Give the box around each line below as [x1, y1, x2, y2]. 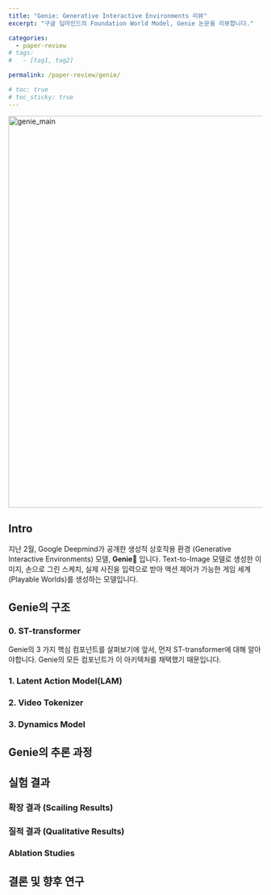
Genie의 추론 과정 [8, 746, 93, 759]
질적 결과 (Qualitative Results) [8, 826, 125, 837]
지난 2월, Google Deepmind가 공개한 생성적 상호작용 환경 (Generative [8, 544, 232, 554]
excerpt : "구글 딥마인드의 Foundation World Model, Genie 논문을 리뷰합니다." [8, 19, 254, 27]
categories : [8, 34, 48, 42]
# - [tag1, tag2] [8, 57, 74, 65]
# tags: [8, 49, 35, 57]
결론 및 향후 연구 [8, 874, 85, 889]
